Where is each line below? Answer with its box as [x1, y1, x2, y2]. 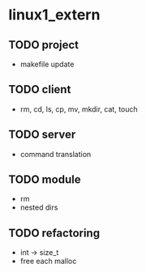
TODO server [8, 128, 76, 142]
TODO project [8, 38, 79, 52]
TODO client [8, 83, 71, 96]
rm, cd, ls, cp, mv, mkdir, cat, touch [19, 104, 138, 114]
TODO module [8, 172, 81, 187]
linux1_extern [8, 6, 101, 24]
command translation [19, 149, 92, 159]
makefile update [19, 59, 75, 69]
